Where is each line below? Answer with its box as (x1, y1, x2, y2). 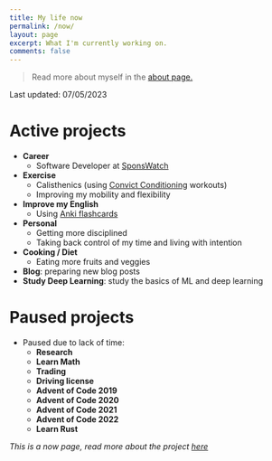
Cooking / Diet (22, 247, 79, 258)
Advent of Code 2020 (35, 395, 119, 405)
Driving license (35, 376, 95, 386)
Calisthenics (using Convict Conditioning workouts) (35, 180, 228, 191)
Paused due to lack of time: (22, 337, 125, 348)
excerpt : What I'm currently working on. (9, 38, 168, 48)
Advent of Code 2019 (35, 385, 117, 396)
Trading (35, 366, 66, 376)
